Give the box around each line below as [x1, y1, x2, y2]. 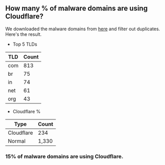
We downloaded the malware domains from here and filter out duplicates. [5, 26, 160, 32]
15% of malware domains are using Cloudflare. [5, 153, 124, 160]
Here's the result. [5, 31, 42, 37]
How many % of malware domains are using [5, 4, 148, 13]
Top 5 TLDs [12, 41, 37, 47]
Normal [8, 137, 26, 145]
